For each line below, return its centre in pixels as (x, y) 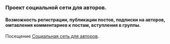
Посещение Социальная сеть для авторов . (52, 36)
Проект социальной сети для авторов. (56, 8)
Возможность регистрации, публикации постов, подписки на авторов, (85, 20)
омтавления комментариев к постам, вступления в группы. (73, 25)
